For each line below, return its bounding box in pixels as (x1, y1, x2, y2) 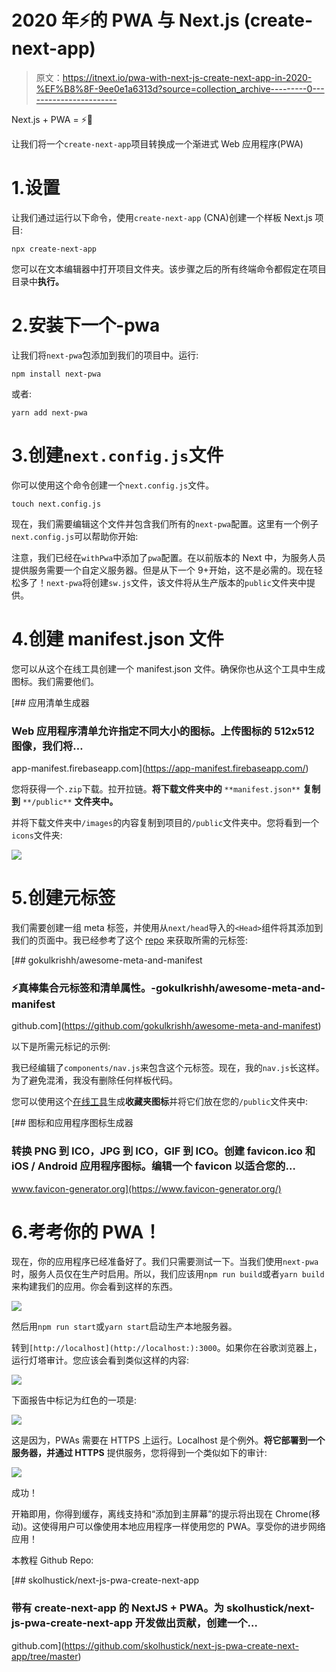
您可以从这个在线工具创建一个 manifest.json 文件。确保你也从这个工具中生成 (11, 662, 326, 675)
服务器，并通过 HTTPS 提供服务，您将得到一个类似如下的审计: (11, 1447, 268, 1459)
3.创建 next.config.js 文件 (11, 444, 224, 466)
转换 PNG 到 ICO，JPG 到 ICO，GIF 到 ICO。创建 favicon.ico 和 (11, 1144, 316, 1158)
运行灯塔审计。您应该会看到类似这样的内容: (11, 1354, 190, 1366)
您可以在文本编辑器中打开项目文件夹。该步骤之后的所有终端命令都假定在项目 (11, 262, 327, 275)
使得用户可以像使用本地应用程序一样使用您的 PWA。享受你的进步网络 (40, 1521, 326, 1533)
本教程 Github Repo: (11, 1554, 94, 1566)
